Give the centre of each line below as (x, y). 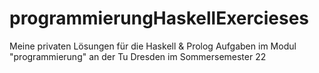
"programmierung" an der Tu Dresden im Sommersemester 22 (138, 56)
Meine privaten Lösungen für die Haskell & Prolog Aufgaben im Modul (153, 46)
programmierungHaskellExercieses (159, 18)
